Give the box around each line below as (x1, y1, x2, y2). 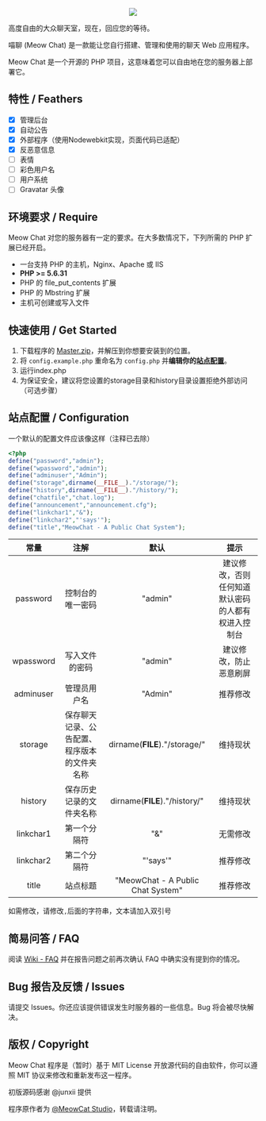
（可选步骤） (19, 385, 62, 395)
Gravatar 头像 (19, 185, 65, 195)
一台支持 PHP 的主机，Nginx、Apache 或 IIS (19, 260, 164, 269)
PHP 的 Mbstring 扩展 (19, 288, 90, 298)
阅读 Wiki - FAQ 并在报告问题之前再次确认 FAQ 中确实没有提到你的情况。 (8, 954, 245, 964)
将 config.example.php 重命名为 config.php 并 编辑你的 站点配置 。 (19, 356, 231, 365)
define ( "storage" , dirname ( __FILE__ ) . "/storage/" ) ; (8, 479, 179, 487)
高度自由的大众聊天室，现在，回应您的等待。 (8, 24, 154, 33)
